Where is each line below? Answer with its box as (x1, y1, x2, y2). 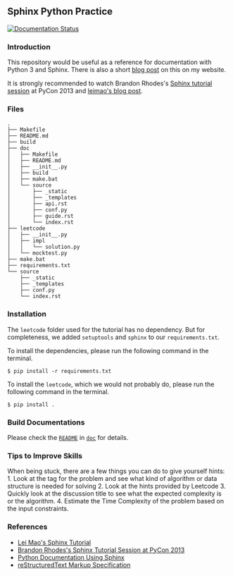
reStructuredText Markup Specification (17, 560, 131, 569)
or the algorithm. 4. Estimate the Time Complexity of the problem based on (7, 497, 224, 505)
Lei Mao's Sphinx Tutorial (17, 538, 92, 546)
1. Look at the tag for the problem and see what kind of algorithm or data (7, 474, 218, 483)
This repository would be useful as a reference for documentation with (7, 58, 212, 66)
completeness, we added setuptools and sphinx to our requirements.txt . (7, 333, 220, 341)
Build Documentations (7, 417, 85, 427)
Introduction (7, 42, 51, 51)
